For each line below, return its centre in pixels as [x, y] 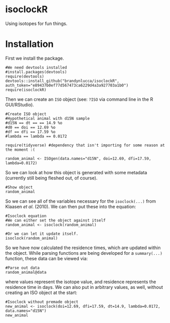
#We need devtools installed [36, 67]
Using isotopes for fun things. [36, 23]
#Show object [19, 187]
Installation [30, 44]
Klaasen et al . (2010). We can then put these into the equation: [71, 206]
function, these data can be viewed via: [47, 258]
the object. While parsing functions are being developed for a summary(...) [84, 253]
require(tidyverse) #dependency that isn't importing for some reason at [85, 145]
